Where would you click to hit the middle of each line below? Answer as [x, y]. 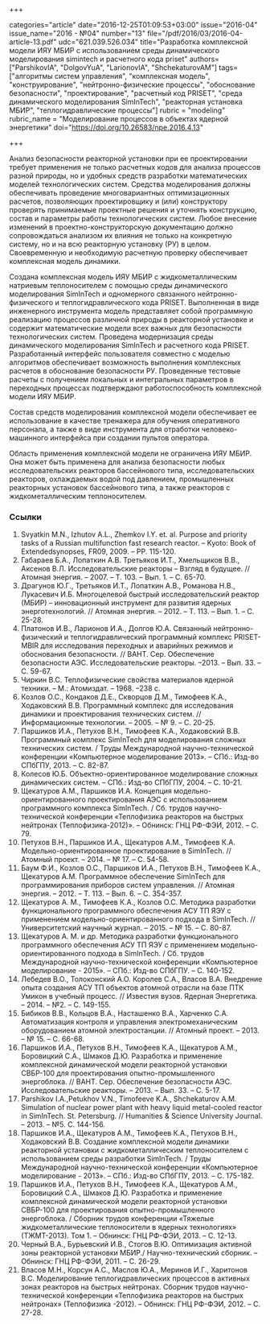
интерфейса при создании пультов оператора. [130, 438]
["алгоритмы [31, 76]
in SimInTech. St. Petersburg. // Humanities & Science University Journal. [141, 1116]
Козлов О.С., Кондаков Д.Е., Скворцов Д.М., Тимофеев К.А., [124, 697]
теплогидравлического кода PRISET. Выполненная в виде [160, 302]
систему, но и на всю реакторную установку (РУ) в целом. [110, 244]
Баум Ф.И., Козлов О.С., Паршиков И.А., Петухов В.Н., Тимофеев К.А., [141, 868]
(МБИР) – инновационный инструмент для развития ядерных [126, 603]
